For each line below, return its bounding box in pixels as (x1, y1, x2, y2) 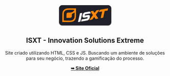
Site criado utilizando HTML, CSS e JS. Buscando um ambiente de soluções (5, 49, 165, 56)
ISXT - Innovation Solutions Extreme (26, 36, 144, 45)
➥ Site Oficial (70, 65, 100, 71)
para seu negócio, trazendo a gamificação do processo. (26, 55, 144, 61)
